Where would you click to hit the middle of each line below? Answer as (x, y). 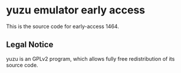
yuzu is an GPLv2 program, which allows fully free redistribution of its (90, 58)
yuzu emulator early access (76, 10)
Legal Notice (30, 45)
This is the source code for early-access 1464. (62, 26)
